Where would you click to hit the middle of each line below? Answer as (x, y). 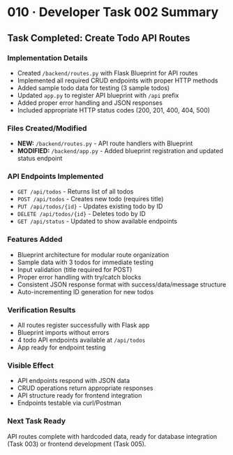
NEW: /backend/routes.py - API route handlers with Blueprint (105, 143)
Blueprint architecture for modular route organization (93, 254)
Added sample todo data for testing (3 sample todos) (93, 87)
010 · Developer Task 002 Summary (113, 12)
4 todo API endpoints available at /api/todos (81, 340)
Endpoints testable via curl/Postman (69, 403)
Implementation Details (48, 58)
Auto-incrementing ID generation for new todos (85, 291)
